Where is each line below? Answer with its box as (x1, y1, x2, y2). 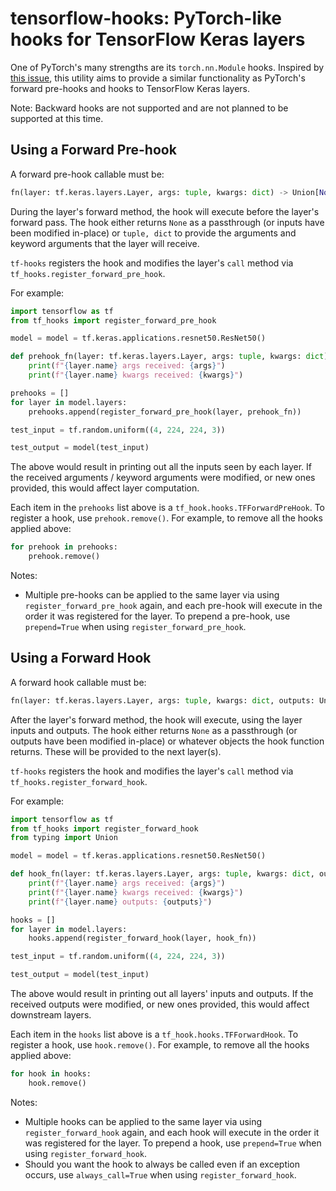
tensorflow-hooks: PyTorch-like (10, 7, 282, 30)
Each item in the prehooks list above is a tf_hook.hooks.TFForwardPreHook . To (10, 502, 326, 514)
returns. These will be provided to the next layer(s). (10, 745, 222, 757)
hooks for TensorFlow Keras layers (10, 28, 306, 51)
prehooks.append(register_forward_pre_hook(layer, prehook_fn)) (28, 407, 302, 417)
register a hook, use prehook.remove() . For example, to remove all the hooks (10, 512, 323, 524)
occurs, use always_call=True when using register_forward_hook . (24, 1168, 297, 1181)
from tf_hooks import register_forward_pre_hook (10, 315, 217, 326)
